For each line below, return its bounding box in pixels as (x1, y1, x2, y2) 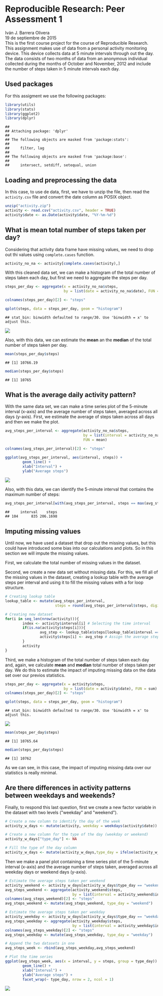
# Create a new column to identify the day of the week (5, 819, 120, 824)
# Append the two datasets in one (5, 941, 75, 946)
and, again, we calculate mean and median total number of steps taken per (5, 662, 156, 668)
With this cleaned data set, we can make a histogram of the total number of (5, 270, 156, 275)
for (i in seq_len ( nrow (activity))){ (5, 616, 79, 621)
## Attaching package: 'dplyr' (5, 129, 68, 134)
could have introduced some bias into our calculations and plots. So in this (5, 545, 154, 551)
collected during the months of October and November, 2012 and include (5, 61, 151, 67)
